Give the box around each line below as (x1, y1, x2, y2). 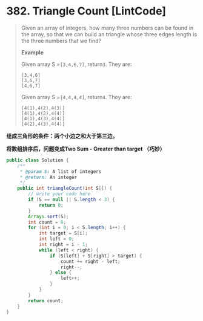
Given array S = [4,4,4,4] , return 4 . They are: (21, 93, 132, 100)
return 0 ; (38, 202, 64, 208)
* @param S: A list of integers (19, 168, 102, 175)
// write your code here (28, 191, 91, 197)
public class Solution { (6, 157, 69, 163)
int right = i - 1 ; (38, 242, 88, 248)
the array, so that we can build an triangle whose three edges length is (21, 30, 198, 37)
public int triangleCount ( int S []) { (17, 186, 113, 192)
